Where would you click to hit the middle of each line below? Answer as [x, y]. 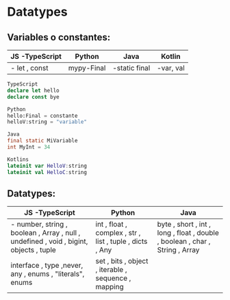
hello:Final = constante [42, 116]
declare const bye [33, 97]
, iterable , [111, 270]
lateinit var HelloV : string [47, 166]
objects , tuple [33, 250]
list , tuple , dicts [122, 242]
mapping [110, 287]
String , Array [178, 250]
